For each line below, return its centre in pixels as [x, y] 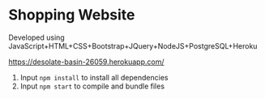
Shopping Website [72, 15]
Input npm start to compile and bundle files [92, 86]
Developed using [36, 37]
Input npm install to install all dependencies [94, 77]
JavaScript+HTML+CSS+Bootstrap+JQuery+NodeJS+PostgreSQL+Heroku [133, 45]
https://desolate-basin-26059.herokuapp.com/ [86, 62]
